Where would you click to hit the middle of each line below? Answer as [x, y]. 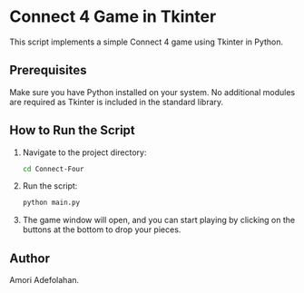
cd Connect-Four [53, 169]
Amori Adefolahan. [44, 280]
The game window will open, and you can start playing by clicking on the [159, 220]
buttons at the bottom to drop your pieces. [102, 230]
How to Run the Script [73, 130]
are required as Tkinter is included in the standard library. [117, 102]
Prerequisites [48, 70]
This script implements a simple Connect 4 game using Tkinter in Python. [147, 42]
